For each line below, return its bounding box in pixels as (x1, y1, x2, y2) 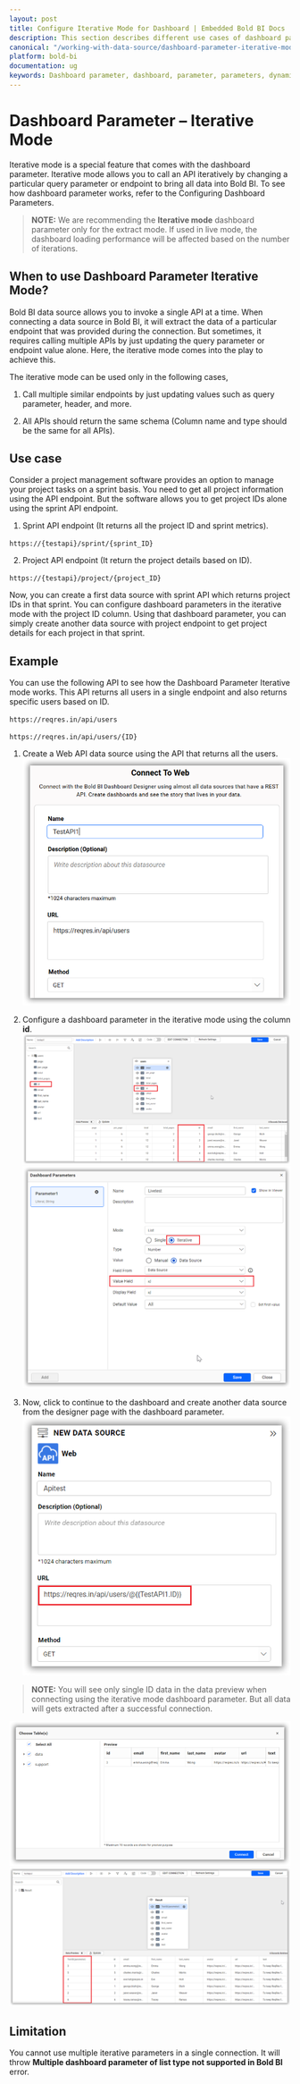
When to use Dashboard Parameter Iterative (9, 269, 259, 284)
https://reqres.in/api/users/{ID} (9, 733, 138, 742)
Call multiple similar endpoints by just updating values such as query (21, 389, 275, 400)
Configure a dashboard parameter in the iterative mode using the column (21, 1014, 291, 1025)
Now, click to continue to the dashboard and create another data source (21, 1396, 287, 1407)
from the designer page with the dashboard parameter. (21, 1406, 225, 1417)
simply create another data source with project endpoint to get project (9, 618, 268, 629)
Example (9, 654, 59, 669)
